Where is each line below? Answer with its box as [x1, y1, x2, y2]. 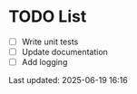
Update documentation [21, 47, 108, 57]
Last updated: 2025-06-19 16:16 [8, 75, 128, 86]
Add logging [21, 57, 68, 68]
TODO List [8, 6, 87, 27]
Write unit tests [21, 36, 79, 47]
